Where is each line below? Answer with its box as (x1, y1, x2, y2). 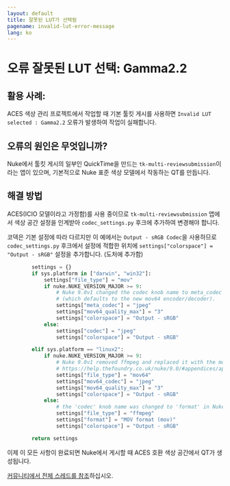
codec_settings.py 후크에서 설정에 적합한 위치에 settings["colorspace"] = (7, 241, 214, 250)
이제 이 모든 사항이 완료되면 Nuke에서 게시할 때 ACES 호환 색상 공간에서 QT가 (7, 448, 216, 457)
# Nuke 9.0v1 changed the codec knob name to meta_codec (55, 289, 222, 296)
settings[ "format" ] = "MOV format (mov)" (55, 416, 176, 423)
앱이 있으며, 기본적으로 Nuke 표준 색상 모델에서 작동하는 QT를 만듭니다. (19, 169, 211, 177)
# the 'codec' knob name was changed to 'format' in (55, 404, 210, 411)
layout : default (7, 10, 53, 17)
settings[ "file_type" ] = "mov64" (55, 372, 152, 378)
